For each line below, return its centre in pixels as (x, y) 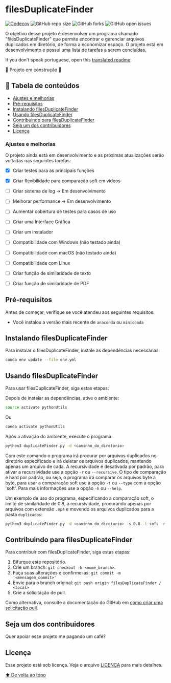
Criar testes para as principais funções (53, 170)
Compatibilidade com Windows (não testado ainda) (67, 242)
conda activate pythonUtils (35, 426)
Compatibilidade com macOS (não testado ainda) (64, 252)
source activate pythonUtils (36, 408)
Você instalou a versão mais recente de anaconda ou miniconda (78, 322)
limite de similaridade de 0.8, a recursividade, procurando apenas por (78, 503)
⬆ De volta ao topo (26, 675)
